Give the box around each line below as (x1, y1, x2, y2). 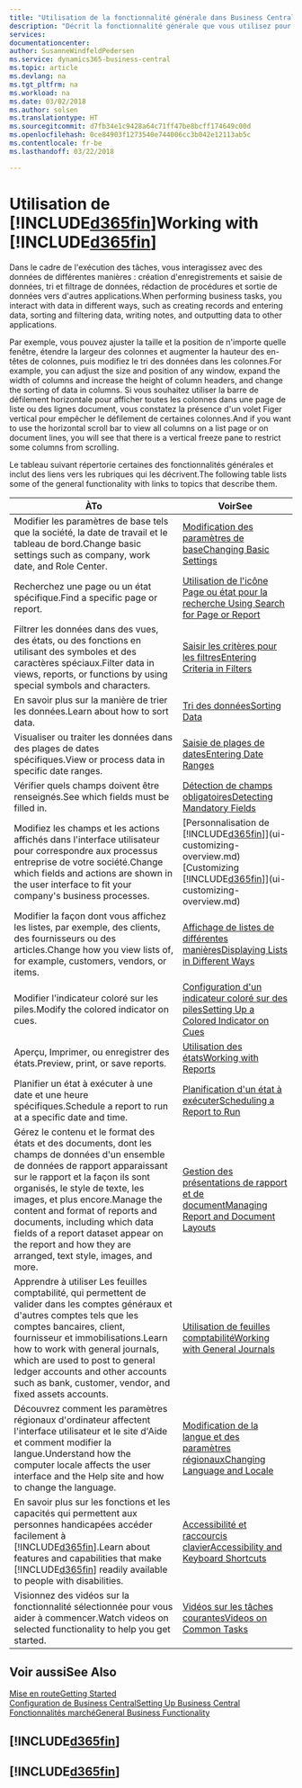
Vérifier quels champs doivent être (13, 779, 160, 792)
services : (9, 30, 47, 39)
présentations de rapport (182, 1176, 288, 1189)
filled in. (13, 802, 48, 814)
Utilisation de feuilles (182, 1320, 271, 1333)
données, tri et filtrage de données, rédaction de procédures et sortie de (9, 281, 278, 292)
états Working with (182, 1051, 259, 1064)
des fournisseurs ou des (13, 932, 117, 945)
